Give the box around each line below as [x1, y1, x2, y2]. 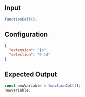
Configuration [4, 30, 48, 39]
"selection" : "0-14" [9, 52, 51, 58]
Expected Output [4, 70, 57, 78]
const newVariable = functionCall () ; [4, 83, 81, 88]
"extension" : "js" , [9, 48, 49, 53]
